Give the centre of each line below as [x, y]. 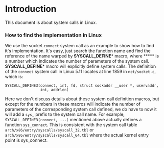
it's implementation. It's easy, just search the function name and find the [78, 51]
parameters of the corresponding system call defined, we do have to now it [81, 109]
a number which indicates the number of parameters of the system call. [77, 61]
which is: [14, 77]
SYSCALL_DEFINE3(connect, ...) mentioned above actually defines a [73, 120]
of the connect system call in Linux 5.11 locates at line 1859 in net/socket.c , [80, 72]
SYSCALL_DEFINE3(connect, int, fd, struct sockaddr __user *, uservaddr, [82, 86]
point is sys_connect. [26, 140]
